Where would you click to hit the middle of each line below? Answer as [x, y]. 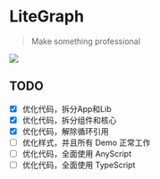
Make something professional [86, 41]
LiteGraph [47, 17]
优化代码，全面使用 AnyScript [77, 153]
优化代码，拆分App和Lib [67, 108]
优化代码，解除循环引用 [65, 131]
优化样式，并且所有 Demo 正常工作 [86, 142]
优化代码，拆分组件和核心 [69, 120]
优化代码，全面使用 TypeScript [79, 165]
